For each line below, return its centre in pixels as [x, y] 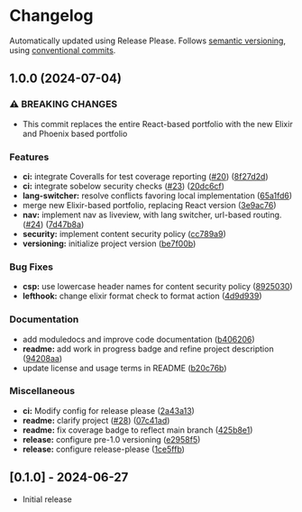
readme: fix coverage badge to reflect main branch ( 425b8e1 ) [137, 430]
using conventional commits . [63, 50]
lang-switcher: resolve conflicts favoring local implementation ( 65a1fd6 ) [157, 196]
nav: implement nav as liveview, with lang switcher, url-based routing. [152, 215]
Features [29, 157]
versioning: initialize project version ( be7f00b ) [109, 243]
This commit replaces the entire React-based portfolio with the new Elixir [157, 123]
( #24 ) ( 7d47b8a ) [53, 224]
